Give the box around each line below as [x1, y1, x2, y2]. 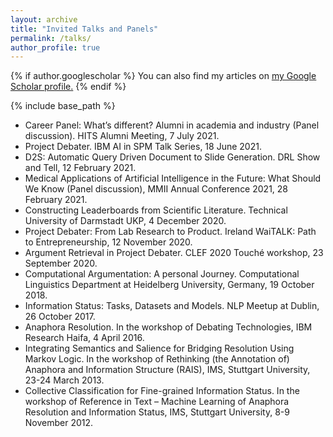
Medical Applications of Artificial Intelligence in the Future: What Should [24, 172, 322, 185]
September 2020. [24, 257, 98, 270]
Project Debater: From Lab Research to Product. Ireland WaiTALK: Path [24, 226, 317, 238]
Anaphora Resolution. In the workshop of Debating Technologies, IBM [24, 321, 313, 333]
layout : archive [10, 14, 78, 25]
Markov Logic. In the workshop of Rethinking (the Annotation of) [24, 353, 290, 365]
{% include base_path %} [10, 100, 116, 112]
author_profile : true [10, 42, 101, 53]
